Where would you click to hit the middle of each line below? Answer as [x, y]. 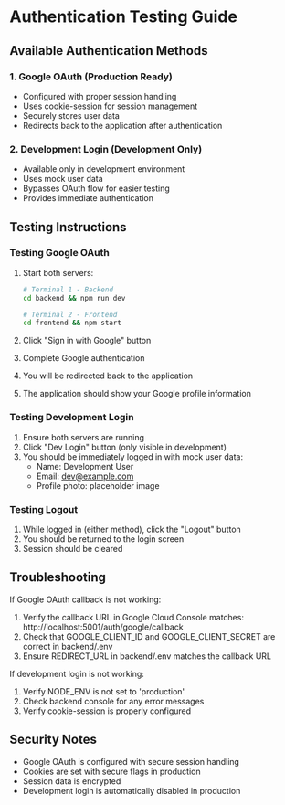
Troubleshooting [58, 577]
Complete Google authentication [84, 358]
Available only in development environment [104, 169]
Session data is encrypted [72, 781]
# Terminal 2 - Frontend [70, 314]
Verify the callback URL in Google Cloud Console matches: [133, 617]
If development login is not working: [77, 673]
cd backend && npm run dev [74, 298]
